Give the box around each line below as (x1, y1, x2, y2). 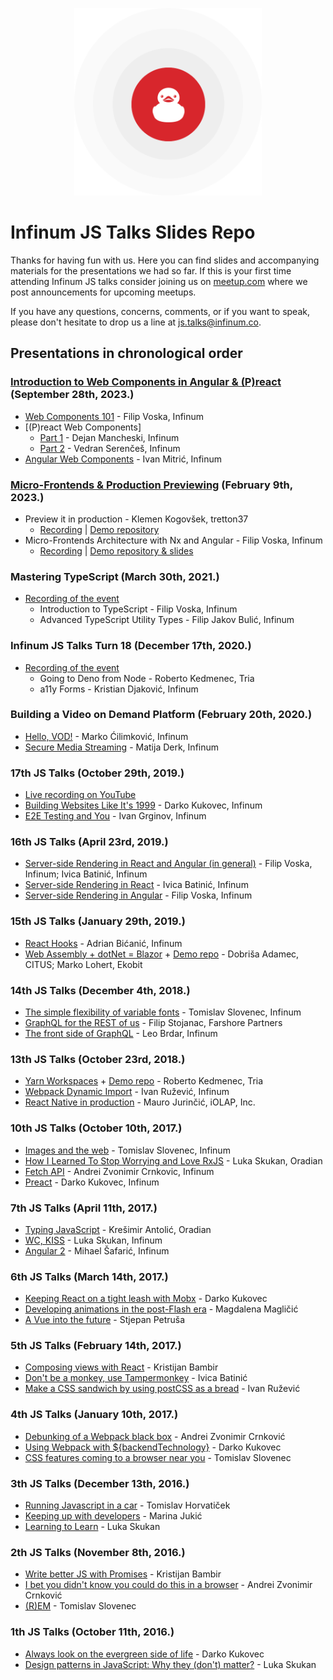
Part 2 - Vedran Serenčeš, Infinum (39, 442, 181, 454)
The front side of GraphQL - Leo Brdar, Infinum (24, 1028, 218, 1039)
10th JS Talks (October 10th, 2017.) (10, 1121, 183, 1135)
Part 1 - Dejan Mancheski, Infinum (39, 431, 180, 443)
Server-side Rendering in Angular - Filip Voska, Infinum (24, 889, 253, 902)
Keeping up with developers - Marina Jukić (24, 1510, 203, 1522)
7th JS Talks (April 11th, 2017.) (10, 1201, 158, 1215)
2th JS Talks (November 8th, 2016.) (10, 1546, 186, 1559)
